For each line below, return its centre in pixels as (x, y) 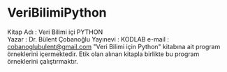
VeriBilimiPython (57, 13)
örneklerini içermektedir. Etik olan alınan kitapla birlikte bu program (103, 54)
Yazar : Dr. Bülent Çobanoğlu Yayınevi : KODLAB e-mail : (88, 39)
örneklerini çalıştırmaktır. (43, 61)
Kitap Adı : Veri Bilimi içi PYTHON (55, 32)
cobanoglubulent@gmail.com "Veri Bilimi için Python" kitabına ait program (114, 46)
